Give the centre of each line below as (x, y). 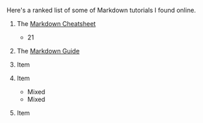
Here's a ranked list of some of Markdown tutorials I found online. (101, 10)
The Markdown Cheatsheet (56, 24)
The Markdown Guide (48, 51)
